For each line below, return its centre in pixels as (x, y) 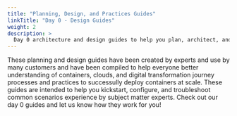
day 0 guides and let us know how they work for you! (84, 105)
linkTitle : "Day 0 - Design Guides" (61, 20)
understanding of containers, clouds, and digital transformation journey (111, 75)
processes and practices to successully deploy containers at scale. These (115, 82)
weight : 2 (22, 27)
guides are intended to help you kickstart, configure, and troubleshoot (109, 90)
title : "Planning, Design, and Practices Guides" (82, 14)
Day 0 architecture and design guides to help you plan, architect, (116, 40)
